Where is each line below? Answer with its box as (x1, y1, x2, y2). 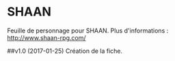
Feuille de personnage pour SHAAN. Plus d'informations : (7, 26, 169, 35)
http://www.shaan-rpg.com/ (7, 33, 86, 41)
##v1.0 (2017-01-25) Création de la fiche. (7, 47, 123, 55)
